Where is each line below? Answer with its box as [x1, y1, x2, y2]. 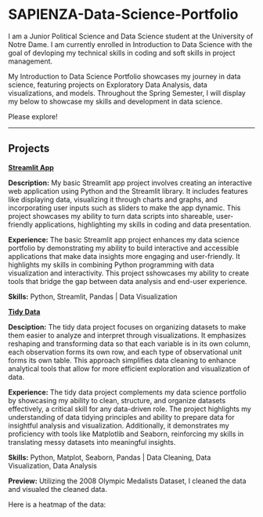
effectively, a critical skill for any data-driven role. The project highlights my [8, 404, 252, 413]
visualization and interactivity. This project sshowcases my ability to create [8, 268, 250, 278]
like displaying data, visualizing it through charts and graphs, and [8, 195, 218, 204]
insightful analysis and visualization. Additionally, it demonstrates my [8, 421, 229, 430]
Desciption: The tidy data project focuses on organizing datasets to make [8, 322, 247, 331]
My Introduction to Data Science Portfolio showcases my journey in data [8, 71, 241, 81]
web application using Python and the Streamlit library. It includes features [8, 186, 248, 195]
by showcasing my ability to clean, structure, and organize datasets [8, 395, 226, 405]
